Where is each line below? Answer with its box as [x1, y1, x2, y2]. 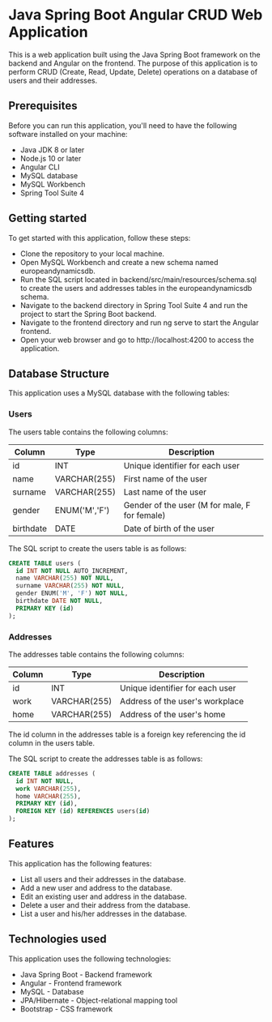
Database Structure [8, 366, 109, 380]
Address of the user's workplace [120, 695, 244, 707]
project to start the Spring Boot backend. [19, 309, 157, 319]
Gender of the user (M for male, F [123, 499, 251, 511]
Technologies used [8, 932, 107, 946]
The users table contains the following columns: [8, 427, 168, 437]
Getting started [8, 212, 87, 225]
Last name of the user [123, 486, 207, 498]
